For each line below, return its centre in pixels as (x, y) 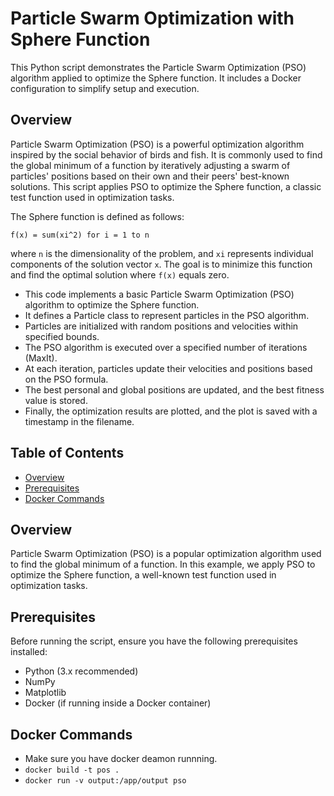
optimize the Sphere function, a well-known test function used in (143, 575)
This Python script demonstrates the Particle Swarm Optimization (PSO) (158, 67)
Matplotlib (45, 693)
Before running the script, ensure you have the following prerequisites (154, 641)
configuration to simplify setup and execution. (105, 88)
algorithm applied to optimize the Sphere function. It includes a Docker (156, 78)
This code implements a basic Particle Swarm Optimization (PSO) (159, 294)
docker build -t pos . (72, 770)
